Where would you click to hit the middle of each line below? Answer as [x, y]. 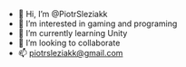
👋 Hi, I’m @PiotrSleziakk [63, 14]
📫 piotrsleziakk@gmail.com [70, 53]
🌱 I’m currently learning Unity [73, 33]
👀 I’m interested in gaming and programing [98, 24]
